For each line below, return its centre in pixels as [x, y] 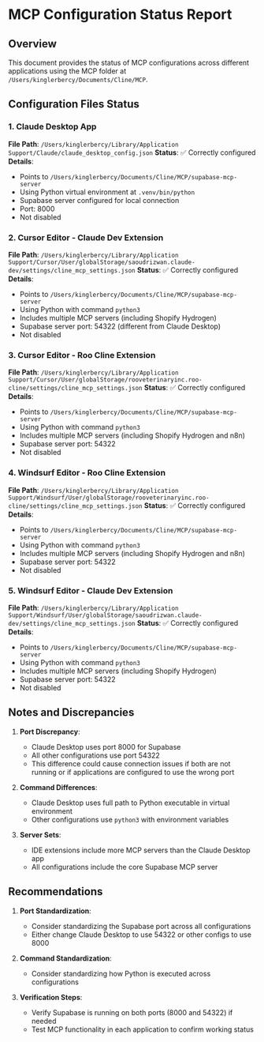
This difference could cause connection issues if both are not [131, 763]
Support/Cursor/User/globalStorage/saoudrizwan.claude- [102, 262]
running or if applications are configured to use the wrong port [133, 772]
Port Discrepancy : [50, 732]
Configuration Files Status [74, 104]
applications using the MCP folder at [67, 71]
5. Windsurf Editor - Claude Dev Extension [91, 590]
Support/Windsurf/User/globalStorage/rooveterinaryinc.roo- [109, 498]
